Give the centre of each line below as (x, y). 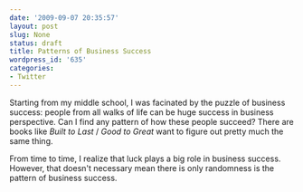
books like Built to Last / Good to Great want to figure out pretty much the (147, 131)
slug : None (30, 34)
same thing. (31, 140)
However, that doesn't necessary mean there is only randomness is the (142, 168)
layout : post (34, 26)
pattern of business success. (63, 178)
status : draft (36, 43)
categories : (32, 69)
